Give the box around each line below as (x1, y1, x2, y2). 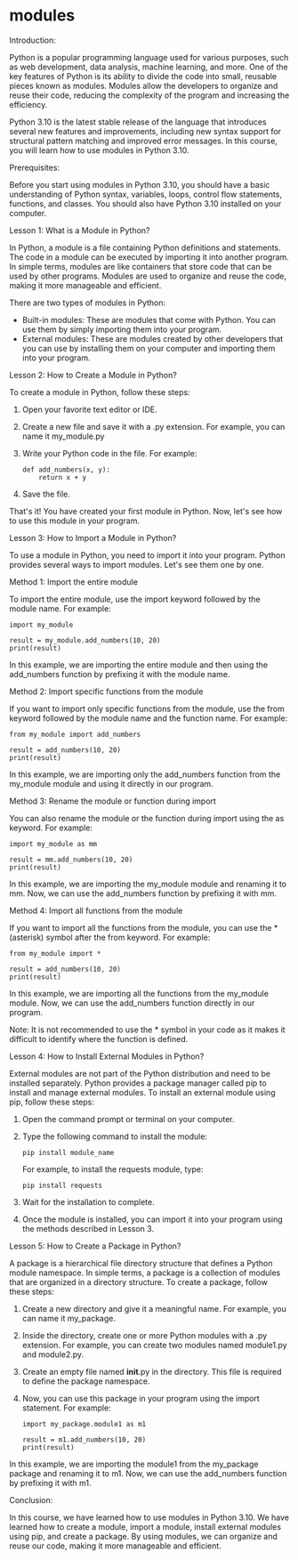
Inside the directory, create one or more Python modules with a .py (21, 1330, 268, 1340)
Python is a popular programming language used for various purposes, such (9, 52, 289, 62)
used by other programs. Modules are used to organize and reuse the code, (9, 271, 287, 281)
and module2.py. (21, 1349, 85, 1360)
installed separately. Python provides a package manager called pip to (9, 1078, 267, 1088)
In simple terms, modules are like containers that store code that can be (9, 261, 272, 271)
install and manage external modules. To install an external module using (9, 1087, 276, 1097)
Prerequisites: (9, 162, 60, 173)
